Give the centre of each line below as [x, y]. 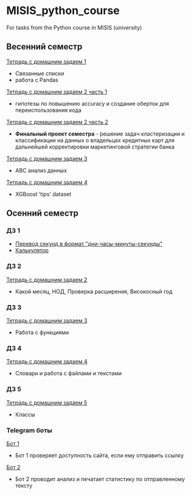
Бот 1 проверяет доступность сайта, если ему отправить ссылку [99, 455]
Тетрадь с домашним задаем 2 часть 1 [57, 92]
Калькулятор [32, 251]
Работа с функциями [42, 332]
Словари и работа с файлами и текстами [68, 373]
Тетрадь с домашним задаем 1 [46, 61]
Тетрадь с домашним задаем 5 [47, 402]
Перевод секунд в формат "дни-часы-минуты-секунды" [89, 244]
